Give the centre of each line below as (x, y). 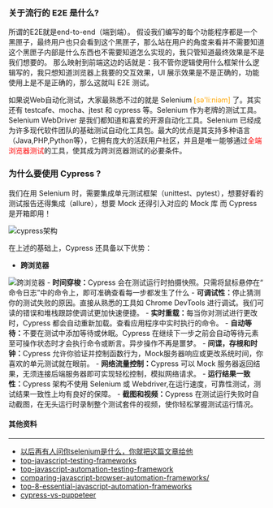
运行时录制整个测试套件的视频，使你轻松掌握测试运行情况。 (158, 404)
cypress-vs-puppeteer (58, 495)
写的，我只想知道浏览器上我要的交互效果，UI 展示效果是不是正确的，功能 (137, 73)
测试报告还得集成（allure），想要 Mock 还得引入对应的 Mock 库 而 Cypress (133, 203)
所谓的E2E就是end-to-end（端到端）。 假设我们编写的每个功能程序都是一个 (133, 32)
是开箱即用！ (30, 213)
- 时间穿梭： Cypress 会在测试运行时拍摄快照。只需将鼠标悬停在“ (155, 282)
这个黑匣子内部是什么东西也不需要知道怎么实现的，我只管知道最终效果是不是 (136, 52)
